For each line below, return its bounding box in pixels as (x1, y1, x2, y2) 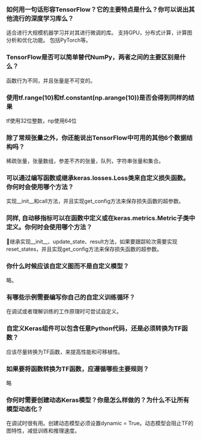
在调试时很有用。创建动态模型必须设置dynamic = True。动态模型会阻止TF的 (6, 420, 194, 427)
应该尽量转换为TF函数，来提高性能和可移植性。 (6, 348, 124, 355)
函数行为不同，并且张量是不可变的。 (6, 77, 96, 84)
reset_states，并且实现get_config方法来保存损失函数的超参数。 (6, 245, 163, 253)
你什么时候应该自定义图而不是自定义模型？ (6, 262, 130, 270)
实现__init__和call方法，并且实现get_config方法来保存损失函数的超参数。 (6, 197, 184, 205)
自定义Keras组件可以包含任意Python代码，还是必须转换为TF (6, 324, 182, 333)
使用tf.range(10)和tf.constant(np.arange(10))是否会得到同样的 (6, 93, 189, 101)
